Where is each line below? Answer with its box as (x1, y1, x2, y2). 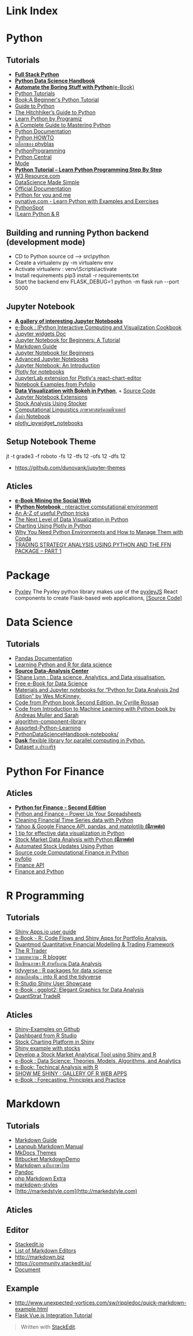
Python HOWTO (14, 134, 55, 141)
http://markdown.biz (14, 1253, 65, 1260)
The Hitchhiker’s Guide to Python (14, 109, 96, 116)
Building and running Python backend (6, 227, 149, 238)
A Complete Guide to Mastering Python (14, 121, 111, 129)
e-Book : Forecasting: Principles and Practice (14, 1076, 126, 1084)
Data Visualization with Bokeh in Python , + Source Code (14, 387, 156, 394)
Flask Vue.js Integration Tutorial (14, 1312, 93, 1319)
